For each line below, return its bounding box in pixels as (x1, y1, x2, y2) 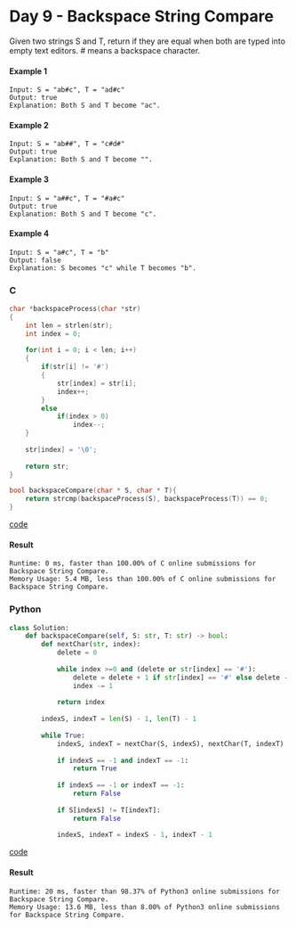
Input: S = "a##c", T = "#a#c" (9, 193, 125, 202)
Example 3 (9, 174, 49, 185)
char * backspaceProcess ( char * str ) (9, 305, 141, 314)
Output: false (9, 256, 62, 265)
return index (56, 698, 105, 707)
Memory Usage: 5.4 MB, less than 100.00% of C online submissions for (9, 575, 276, 584)
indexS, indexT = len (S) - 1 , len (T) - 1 (41, 715, 197, 724)
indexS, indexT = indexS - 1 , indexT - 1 (56, 831, 213, 840)
